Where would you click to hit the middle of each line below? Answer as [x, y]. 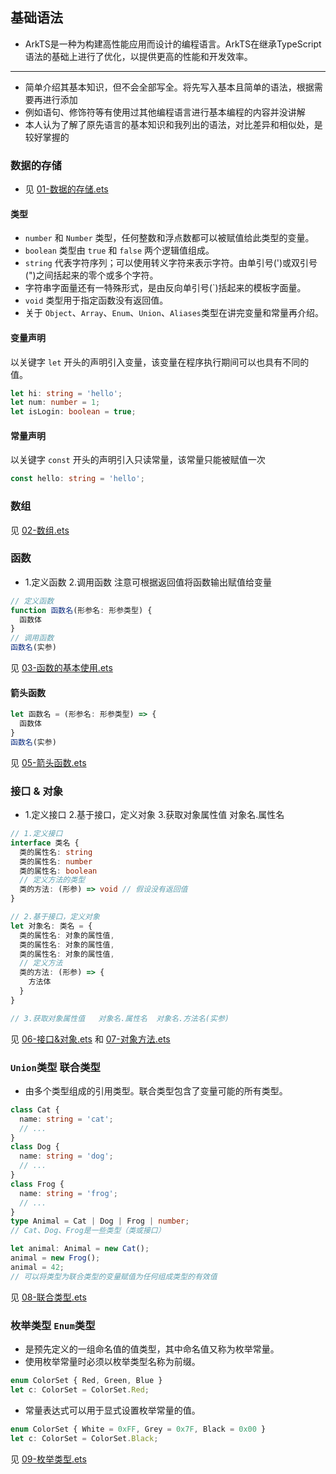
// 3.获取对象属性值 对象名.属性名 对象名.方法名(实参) [120, 1018]
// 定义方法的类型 [52, 880]
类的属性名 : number [56, 861]
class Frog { [37, 1184]
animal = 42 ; [37, 1267]
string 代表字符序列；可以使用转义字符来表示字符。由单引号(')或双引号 [171, 263]
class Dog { [35, 1147]
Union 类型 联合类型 [55, 1067]
